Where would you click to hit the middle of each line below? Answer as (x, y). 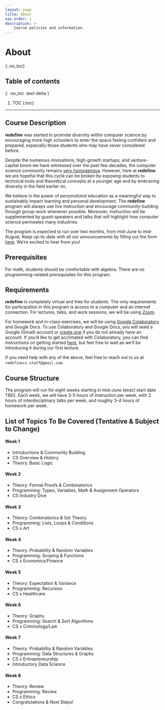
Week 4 (13, 539)
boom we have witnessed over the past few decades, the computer (88, 165)
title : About (18, 14)
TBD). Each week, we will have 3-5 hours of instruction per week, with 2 (78, 395)
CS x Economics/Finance (38, 561)
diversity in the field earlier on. (36, 186)
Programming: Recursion (37, 588)
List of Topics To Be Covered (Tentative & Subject (82, 421)
